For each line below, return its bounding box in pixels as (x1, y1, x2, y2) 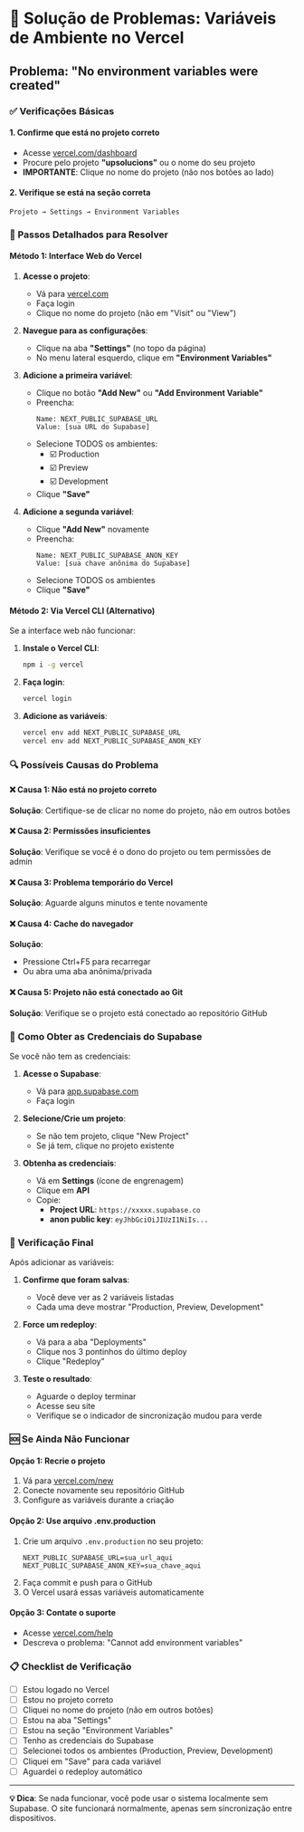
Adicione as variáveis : (22, 710, 108, 721)
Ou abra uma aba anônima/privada (22, 966, 152, 977)
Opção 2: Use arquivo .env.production (9, 1515, 157, 1526)
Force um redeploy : (22, 1319, 98, 1330)
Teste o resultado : (22, 1374, 92, 1385)
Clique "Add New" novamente (35, 524, 150, 535)
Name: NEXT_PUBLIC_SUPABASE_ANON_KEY (35, 552, 179, 561)
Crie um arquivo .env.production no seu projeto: (22, 1535, 204, 1547)
